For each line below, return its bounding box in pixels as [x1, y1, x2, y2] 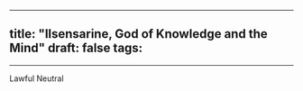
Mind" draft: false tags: [9, 41, 143, 56]
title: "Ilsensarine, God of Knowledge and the [9, 26, 268, 41]
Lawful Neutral [9, 73, 65, 84]
